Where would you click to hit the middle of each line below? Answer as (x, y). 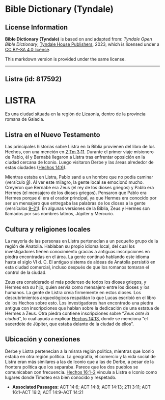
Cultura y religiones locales (48, 229)
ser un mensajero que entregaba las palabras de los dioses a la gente (75, 203)
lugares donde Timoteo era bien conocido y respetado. (61, 377)
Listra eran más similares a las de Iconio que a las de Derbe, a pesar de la (80, 362)
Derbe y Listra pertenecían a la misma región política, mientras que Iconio (80, 351)
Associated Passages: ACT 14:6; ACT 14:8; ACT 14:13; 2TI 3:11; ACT (82, 387)
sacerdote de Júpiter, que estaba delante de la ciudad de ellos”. (69, 324)
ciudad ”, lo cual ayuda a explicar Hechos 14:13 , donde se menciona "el (77, 318)
